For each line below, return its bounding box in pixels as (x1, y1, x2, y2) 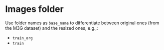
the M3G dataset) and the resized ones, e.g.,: (5, 25, 98, 31)
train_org (12, 36, 33, 41)
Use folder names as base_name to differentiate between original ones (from (5, 20, 160, 26)
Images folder (5, 3, 64, 15)
